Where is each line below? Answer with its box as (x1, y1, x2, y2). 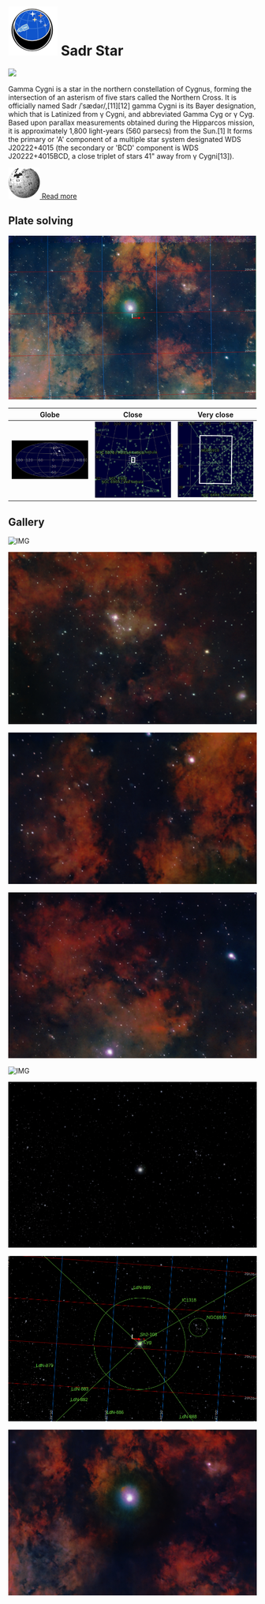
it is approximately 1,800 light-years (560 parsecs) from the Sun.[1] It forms (8, 126, 252, 136)
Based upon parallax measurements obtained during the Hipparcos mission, (8, 118, 255, 127)
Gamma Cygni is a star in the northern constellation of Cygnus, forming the (8, 84, 252, 93)
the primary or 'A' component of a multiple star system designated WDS (8, 134, 242, 144)
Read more (41, 191, 77, 200)
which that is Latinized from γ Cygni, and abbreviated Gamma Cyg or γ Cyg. (8, 109, 255, 118)
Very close (196, 410, 234, 419)
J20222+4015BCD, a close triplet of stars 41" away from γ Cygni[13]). (8, 151, 235, 160)
